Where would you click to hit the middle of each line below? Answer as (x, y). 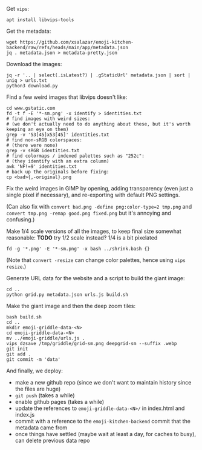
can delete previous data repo (52, 440)
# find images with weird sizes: (48, 119)
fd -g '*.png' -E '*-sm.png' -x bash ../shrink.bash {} (78, 249)
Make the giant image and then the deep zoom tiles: (71, 306)
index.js (25, 415)
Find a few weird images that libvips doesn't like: (67, 97)
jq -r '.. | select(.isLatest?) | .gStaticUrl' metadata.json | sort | (98, 75)
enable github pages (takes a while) (60, 402)
